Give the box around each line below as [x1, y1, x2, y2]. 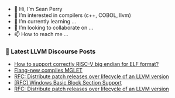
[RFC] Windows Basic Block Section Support [13, 79, 122, 86]
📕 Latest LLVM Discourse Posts [5, 47, 96, 55]
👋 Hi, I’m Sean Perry [13, 6, 63, 12]
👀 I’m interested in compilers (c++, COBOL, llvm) [13, 12, 131, 19]
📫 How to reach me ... [13, 31, 68, 37]
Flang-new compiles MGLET [13, 67, 83, 74]
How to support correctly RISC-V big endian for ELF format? [13, 61, 159, 68]
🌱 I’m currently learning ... [13, 18, 77, 24]
